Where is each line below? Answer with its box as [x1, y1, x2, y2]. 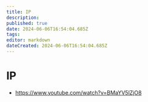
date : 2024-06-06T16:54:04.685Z [6, 25, 88, 32]
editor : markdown [6, 37, 51, 43]
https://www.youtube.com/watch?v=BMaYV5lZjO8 [15, 89, 142, 96]
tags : [6, 32, 20, 38]
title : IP [6, 8, 32, 15]
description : [6, 15, 40, 21]
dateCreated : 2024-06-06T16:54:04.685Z [6, 43, 108, 49]
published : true [6, 20, 48, 26]
